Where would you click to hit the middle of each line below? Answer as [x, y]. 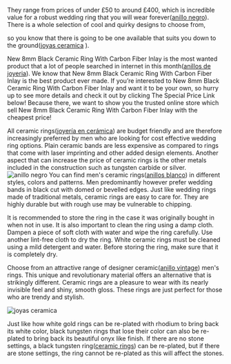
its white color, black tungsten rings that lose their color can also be [103, 331]
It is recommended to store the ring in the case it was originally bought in [111, 218]
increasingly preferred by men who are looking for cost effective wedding [112, 138]
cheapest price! [29, 117]
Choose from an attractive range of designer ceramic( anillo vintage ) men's [113, 268]
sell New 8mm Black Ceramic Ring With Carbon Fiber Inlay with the [102, 110]
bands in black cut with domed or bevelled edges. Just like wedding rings [112, 190]
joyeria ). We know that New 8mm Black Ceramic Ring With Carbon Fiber [110, 73]
